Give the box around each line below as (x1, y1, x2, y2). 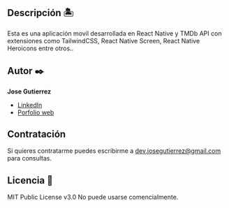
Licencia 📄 (7, 174, 54, 186)
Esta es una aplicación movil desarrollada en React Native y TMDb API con (7, 29, 222, 38)
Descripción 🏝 (7, 7, 75, 19)
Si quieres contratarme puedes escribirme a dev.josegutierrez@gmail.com (7, 147, 221, 155)
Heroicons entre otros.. (7, 44, 74, 52)
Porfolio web (17, 108, 54, 117)
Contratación (7, 128, 66, 140)
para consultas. (7, 154, 52, 163)
